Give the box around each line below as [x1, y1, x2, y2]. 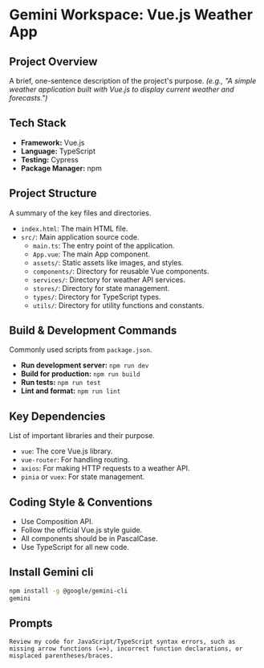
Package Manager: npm [20, 163, 103, 173]
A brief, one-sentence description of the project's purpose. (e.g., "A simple [9, 76, 257, 85]
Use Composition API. [20, 517, 94, 527]
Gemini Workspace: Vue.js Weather [9, 6, 254, 24]
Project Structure [9, 186, 97, 200]
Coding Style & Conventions [9, 495, 153, 509]
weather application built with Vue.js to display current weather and [9, 84, 235, 94]
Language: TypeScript [20, 146, 95, 156]
